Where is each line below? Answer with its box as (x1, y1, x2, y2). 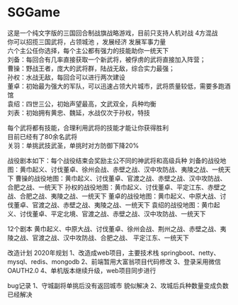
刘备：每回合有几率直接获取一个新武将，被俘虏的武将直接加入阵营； (7, 55, 206, 64)
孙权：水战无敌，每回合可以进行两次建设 (7, 72, 125, 82)
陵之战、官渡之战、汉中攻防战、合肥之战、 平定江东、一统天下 (7, 233, 189, 242)
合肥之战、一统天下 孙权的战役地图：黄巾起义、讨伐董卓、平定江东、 (7, 182, 208, 192)
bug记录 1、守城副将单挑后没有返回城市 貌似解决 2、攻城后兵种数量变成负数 (7, 281, 229, 289)
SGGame (7, 4, 60, 21)
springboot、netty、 (160, 248, 220, 257)
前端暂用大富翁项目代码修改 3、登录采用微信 (91, 257, 221, 266)
